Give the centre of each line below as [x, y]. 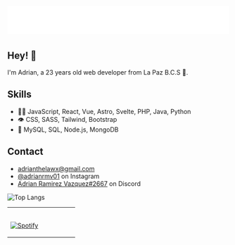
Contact [25, 152]
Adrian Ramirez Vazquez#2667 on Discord [79, 183]
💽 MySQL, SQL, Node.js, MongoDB [68, 130]
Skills [19, 95]
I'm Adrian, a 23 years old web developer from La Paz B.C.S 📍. [98, 72]
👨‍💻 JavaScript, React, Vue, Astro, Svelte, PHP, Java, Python [104, 111]
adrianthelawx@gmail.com [56, 168]
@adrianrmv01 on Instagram [58, 176]
